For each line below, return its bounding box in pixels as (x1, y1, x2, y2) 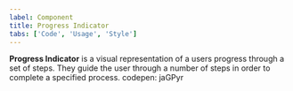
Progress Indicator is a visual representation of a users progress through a (9, 54, 285, 64)
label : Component (9, 12, 74, 22)
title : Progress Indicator (9, 21, 110, 30)
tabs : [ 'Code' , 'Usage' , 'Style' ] (9, 29, 138, 38)
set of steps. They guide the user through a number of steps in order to (9, 63, 271, 73)
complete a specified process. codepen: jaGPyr (9, 72, 184, 83)
